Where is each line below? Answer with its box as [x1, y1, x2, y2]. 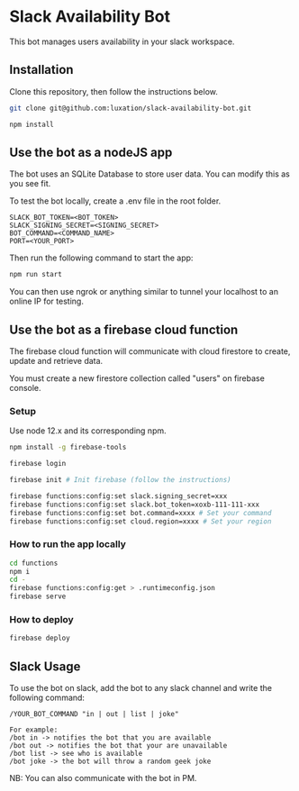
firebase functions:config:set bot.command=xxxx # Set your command [9, 508, 272, 517]
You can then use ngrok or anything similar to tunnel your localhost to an [9, 286, 279, 297]
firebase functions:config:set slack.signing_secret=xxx [9, 491, 228, 501]
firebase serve [9, 592, 67, 601]
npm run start [9, 270, 63, 279]
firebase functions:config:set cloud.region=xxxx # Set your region [9, 516, 272, 526]
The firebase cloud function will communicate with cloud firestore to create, [9, 346, 291, 357]
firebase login [9, 459, 67, 468]
